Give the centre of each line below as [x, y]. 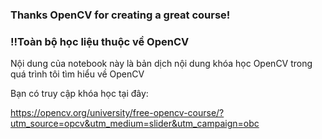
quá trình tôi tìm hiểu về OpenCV [77, 74]
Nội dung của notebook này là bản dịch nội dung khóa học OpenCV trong [161, 64]
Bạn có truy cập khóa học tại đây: [79, 94]
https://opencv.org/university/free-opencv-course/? [117, 113]
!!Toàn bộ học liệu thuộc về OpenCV [100, 41]
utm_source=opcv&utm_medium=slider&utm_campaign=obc [135, 124]
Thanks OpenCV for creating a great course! [120, 15]
